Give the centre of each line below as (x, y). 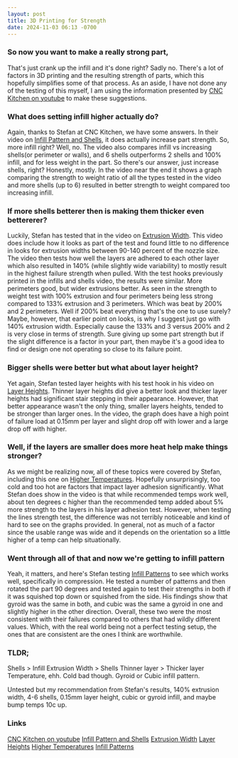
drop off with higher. (37, 429)
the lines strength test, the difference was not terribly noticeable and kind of (119, 517)
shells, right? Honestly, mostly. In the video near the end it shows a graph (115, 170)
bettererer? (27, 220)
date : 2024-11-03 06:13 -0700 (52, 27)
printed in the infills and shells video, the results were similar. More (105, 281)
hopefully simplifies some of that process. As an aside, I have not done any (117, 83)
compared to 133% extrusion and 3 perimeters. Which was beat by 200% (115, 304)
